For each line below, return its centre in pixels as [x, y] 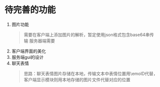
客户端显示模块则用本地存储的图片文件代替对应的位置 [77, 79]
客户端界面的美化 [29, 51]
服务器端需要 [42, 41]
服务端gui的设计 [28, 57]
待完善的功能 [30, 10]
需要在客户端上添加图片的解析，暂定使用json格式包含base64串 [87, 35]
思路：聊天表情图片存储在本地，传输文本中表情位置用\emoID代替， [91, 73]
